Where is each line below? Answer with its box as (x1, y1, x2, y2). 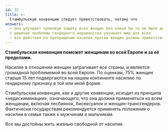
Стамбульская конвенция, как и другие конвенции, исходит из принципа (5, 90, 161, 96)
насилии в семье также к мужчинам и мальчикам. (5, 111, 114, 117)
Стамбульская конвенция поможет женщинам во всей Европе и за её (5, 49, 159, 55)
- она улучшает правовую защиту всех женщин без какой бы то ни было (9, 26, 157, 31)
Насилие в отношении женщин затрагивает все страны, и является (5, 64, 150, 70)
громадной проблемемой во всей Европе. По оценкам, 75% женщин (5, 69, 153, 75)
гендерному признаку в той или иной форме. (5, 80, 101, 86)
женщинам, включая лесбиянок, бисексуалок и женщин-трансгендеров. (5, 100, 161, 106)
